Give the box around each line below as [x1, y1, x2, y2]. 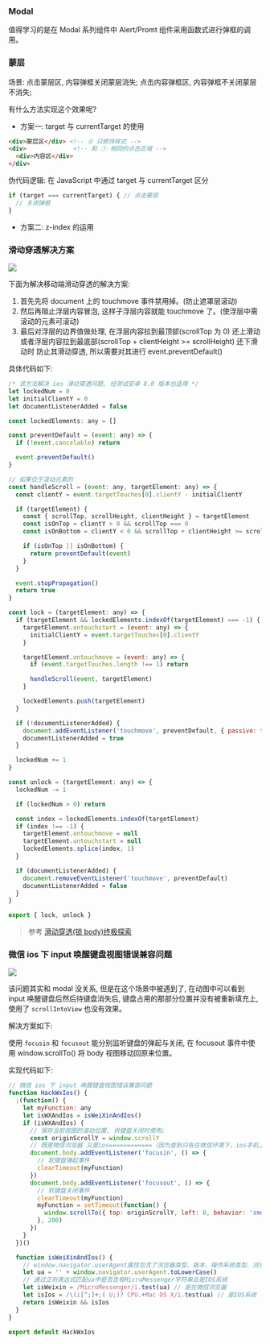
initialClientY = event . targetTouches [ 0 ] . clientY [29, 631, 199, 639]
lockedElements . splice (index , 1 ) [22, 844, 135, 853]
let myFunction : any [22, 1104, 92, 1113]
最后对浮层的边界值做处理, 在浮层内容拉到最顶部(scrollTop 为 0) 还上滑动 [19, 326, 261, 336]
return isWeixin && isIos [22, 1298, 110, 1306]
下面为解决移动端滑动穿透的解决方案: [8, 280, 131, 289]
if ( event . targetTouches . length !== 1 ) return [29, 661, 189, 669]
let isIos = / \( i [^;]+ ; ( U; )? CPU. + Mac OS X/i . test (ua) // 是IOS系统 [22, 1291, 257, 1299]
